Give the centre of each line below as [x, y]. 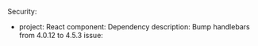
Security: [22, 11]
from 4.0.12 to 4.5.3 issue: [61, 35]
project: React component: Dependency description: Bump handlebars [135, 27]
